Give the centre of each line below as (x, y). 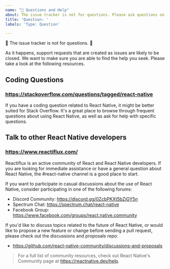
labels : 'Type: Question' (32, 24)
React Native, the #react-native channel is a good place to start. (72, 174)
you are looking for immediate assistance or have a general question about (83, 168)
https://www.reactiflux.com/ (42, 152)
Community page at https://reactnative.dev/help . (69, 261)
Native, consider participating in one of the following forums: (69, 189)
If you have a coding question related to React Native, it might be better (80, 105)
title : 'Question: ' (27, 19)
